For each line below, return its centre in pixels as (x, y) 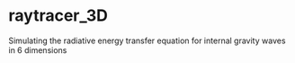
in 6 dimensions (38, 49)
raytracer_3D (58, 16)
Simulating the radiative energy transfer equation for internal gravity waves (147, 40)
